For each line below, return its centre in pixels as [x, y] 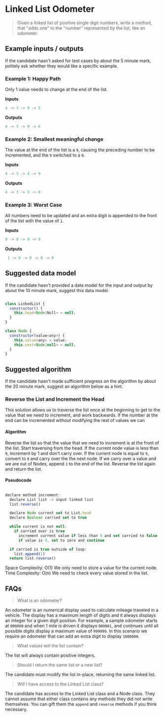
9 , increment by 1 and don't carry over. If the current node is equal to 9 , [77, 453]
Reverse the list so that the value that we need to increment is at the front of [82, 443]
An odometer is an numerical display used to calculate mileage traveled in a [82, 610]
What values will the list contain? [50, 646]
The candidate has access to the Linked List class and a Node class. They [80, 694]
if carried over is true [39, 531]
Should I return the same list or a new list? [60, 665]
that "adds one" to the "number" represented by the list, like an [81, 28]
